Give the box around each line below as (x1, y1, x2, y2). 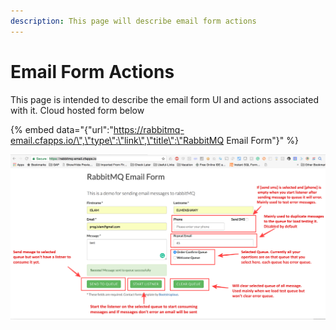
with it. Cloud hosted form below (10, 104, 145, 116)
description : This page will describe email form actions (10, 16, 257, 26)
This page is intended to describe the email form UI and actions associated (10, 93, 320, 105)
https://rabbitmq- (113, 123, 185, 135)
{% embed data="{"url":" (10, 123, 114, 135)
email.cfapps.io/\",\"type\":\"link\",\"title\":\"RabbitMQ (10, 134, 225, 146)
